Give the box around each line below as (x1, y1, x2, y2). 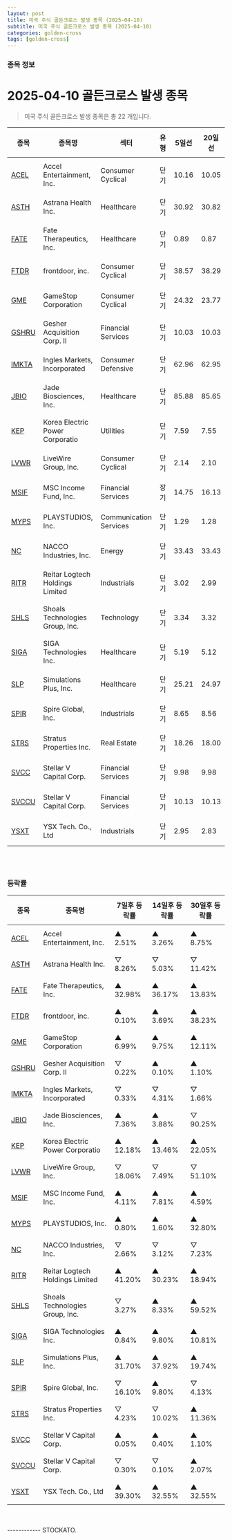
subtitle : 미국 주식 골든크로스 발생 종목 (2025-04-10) (7, 23, 153, 30)
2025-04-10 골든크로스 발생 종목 (7, 88, 188, 104)
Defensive (100, 364, 133, 373)
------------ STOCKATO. (7, 1526, 77, 1534)
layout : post (7, 10, 45, 17)
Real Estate (100, 738, 137, 748)
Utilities (100, 426, 125, 436)
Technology (100, 613, 139, 622)
